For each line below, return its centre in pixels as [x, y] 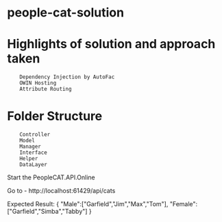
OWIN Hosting [38, 83]
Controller [35, 135]
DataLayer [34, 165]
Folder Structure [55, 116]
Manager [30, 147]
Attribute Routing [46, 89]
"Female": [184, 204]
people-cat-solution [66, 13]
